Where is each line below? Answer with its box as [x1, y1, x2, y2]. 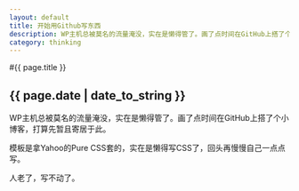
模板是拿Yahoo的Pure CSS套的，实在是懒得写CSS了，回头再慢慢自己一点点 [9, 143, 287, 154]
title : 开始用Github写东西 [9, 21, 101, 30]
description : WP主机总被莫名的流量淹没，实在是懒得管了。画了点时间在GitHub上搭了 [9, 29, 286, 38]
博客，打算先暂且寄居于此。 [9, 123, 111, 134]
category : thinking [9, 37, 82, 47]
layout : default [9, 12, 69, 22]
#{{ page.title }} [9, 62, 67, 73]
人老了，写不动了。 [9, 172, 80, 183]
